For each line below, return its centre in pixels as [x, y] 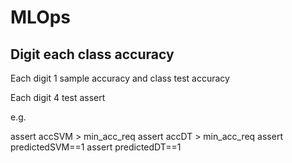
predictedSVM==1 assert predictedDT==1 [96, 147]
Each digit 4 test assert [58, 97]
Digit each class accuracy [92, 54]
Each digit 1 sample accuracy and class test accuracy [120, 78]
